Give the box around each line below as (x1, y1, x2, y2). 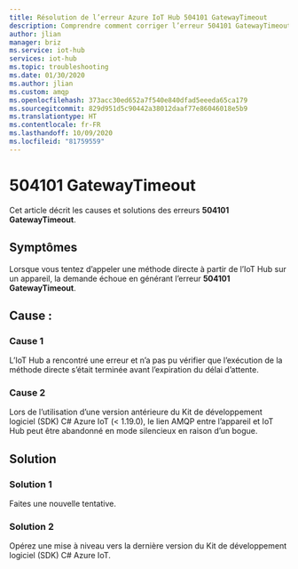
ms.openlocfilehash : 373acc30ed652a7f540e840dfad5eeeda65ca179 (9, 95, 248, 105)
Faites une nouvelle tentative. (9, 499, 117, 509)
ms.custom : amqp (9, 87, 69, 96)
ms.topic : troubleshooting (9, 63, 109, 72)
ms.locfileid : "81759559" (9, 137, 105, 146)
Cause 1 (9, 334, 44, 347)
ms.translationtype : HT (9, 112, 98, 121)
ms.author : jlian (9, 79, 74, 88)
